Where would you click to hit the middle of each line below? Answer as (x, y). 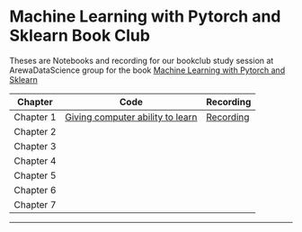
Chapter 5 (35, 175)
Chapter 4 (35, 161)
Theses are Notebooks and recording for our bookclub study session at (142, 60)
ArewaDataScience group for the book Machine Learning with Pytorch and (147, 70)
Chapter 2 (35, 131)
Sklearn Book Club (80, 36)
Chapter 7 (35, 204)
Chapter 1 (35, 117)
